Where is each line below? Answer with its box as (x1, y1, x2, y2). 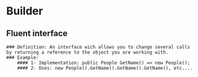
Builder (6, 4, 43, 18)
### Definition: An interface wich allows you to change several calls (6, 44, 190, 50)
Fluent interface (6, 28, 68, 38)
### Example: (6, 55, 39, 61)
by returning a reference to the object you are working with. (6, 49, 169, 55)
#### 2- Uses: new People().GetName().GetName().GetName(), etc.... (17, 65, 193, 71)
